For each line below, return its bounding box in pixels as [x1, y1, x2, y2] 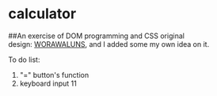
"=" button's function [19, 70, 89, 79]
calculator [8, 5, 77, 23]
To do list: [8, 55, 40, 64]
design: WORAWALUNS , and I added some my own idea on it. [8, 39, 210, 48]
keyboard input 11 [19, 79, 77, 88]
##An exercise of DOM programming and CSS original [8, 31, 185, 40]
